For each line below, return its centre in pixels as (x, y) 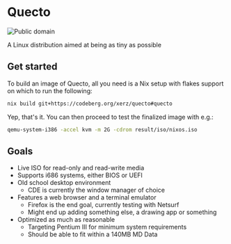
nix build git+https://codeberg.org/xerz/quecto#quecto (90, 104)
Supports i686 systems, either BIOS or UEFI (80, 175)
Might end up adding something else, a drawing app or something (122, 212)
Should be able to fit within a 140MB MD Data (93, 234)
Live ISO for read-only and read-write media (81, 168)
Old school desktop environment (64, 183)
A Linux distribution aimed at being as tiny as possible (85, 44)
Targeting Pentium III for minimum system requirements (107, 227)
